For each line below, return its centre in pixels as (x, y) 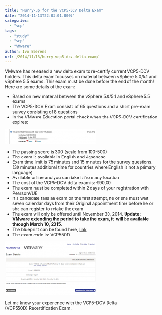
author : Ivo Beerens (26, 51)
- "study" (19, 36)
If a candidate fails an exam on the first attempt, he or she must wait (80, 198)
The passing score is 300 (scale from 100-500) (59, 152)
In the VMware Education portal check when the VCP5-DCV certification (85, 117)
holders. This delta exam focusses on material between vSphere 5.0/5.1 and (81, 76)
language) (22, 172)
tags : (10, 31)
